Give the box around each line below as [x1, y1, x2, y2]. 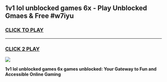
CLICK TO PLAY [5, 27, 44, 34]
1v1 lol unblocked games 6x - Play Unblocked [5, 4, 148, 12]
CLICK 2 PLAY [5, 45, 40, 52]
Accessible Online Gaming [5, 71, 61, 77]
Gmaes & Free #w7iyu [5, 12, 74, 20]
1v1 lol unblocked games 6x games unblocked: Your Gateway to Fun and [5, 66, 157, 72]
